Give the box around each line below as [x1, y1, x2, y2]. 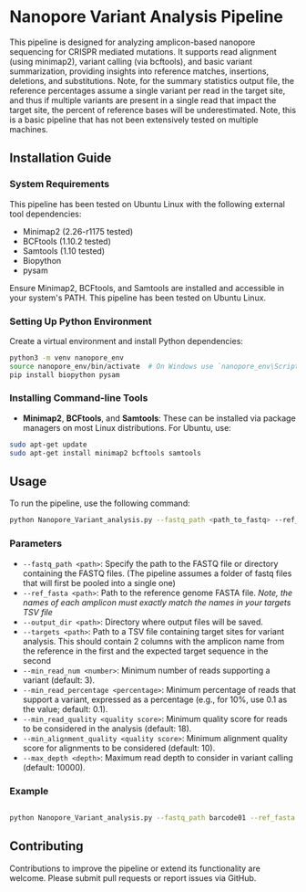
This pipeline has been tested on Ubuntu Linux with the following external [9, 198, 285, 209]
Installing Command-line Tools [9, 392, 148, 404]
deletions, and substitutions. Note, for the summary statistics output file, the [9, 75, 294, 86]
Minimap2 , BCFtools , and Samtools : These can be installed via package [22, 413, 296, 424]
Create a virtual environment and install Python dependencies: [9, 335, 244, 346]
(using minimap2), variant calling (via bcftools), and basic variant [9, 56, 253, 67]
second [22, 655, 52, 666]
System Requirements [9, 178, 110, 191]
